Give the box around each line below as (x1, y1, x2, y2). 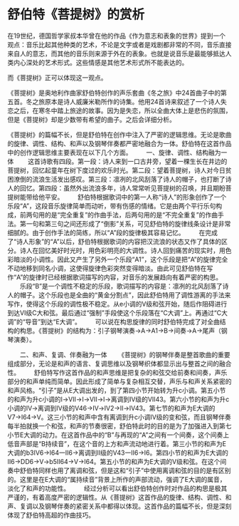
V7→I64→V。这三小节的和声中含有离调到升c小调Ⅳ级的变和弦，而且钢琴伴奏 (7, 413, 231, 421)
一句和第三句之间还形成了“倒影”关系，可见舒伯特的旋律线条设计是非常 (26, 219, 231, 228)
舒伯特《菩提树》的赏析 (7, 6, 145, 23)
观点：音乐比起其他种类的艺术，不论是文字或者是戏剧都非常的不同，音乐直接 (7, 40, 232, 48)
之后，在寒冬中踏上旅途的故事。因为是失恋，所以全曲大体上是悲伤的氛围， (13, 106, 232, 115)
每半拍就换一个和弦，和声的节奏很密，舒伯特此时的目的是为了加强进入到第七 (7, 421, 232, 430)
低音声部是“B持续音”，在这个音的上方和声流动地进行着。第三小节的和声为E (7, 439, 226, 448)
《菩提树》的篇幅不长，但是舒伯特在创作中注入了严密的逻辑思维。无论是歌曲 (7, 130, 232, 139)
